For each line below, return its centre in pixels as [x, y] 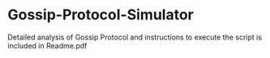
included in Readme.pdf [47, 45]
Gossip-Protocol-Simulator [101, 15]
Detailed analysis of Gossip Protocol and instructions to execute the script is [135, 37]
